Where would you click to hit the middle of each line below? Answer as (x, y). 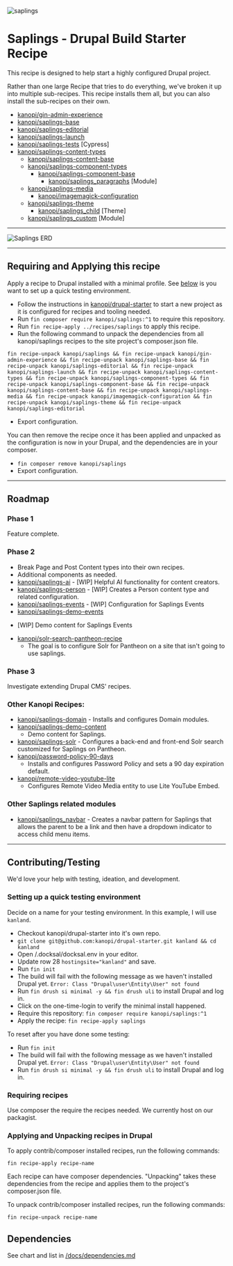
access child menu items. (53, 834)
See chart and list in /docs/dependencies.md (71, 1256)
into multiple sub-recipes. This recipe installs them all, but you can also (109, 93)
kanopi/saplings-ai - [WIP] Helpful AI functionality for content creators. (119, 582)
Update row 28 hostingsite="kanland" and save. (87, 961)
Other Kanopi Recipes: (46, 704)
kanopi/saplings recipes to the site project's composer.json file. (108, 341)
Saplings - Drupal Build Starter (97, 39)
